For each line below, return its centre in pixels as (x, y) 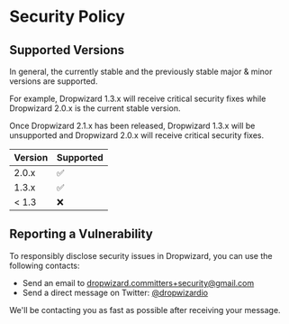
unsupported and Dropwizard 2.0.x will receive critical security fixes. (137, 135)
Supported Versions (67, 50)
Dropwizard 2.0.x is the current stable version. (95, 108)
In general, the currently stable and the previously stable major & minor (141, 71)
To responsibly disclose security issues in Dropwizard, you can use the (141, 255)
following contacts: (45, 265)
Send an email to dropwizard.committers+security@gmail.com (138, 282)
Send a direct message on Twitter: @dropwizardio (115, 292)
